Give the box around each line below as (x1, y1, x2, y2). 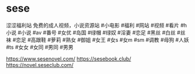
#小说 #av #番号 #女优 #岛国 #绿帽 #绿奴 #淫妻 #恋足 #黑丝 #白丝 (17, 29, 176, 36)
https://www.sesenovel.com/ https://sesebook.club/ (6, 55, 131, 62)
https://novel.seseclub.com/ (6, 61, 74, 68)
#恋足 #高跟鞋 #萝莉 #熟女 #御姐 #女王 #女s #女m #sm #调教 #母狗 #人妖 (12, 36, 189, 43)
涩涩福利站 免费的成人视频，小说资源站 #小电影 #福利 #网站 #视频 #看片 (6, 22, 179, 29)
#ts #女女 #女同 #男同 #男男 (6, 43, 74, 51)
